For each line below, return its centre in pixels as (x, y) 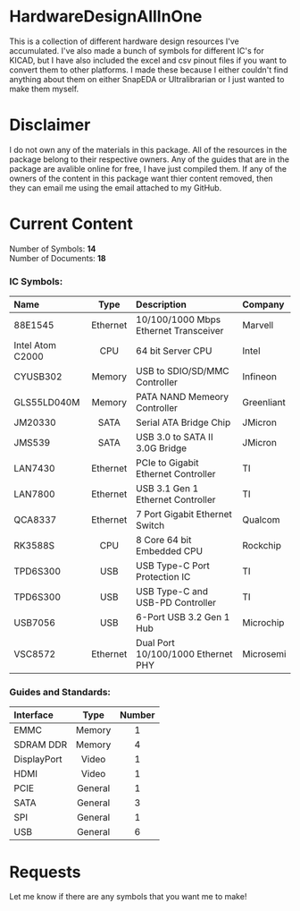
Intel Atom (35, 345)
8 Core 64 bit (163, 541)
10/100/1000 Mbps (178, 319)
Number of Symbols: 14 (53, 249)
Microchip (263, 623)
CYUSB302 (38, 377)
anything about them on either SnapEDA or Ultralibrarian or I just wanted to (147, 79)
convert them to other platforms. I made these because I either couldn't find (149, 70)
